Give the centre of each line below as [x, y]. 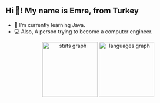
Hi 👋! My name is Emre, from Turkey [72, 11]
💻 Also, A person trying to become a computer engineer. [83, 31]
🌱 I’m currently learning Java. [50, 25]
